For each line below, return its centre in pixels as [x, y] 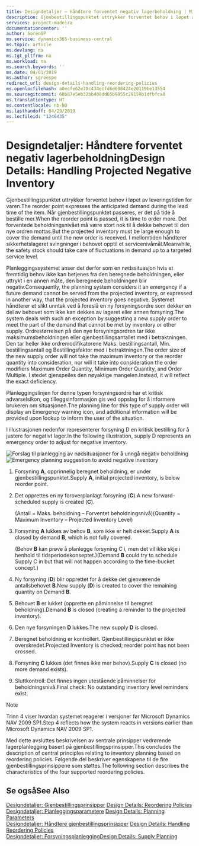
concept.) [26, 568]
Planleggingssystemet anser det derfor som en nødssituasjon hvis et [90, 268]
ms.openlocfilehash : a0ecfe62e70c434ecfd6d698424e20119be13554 [86, 89]
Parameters [20, 818]
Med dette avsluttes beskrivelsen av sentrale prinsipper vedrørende [89, 740]
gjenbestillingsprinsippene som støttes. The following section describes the [97, 766]
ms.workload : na [26, 61]
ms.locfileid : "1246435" [37, 116]
